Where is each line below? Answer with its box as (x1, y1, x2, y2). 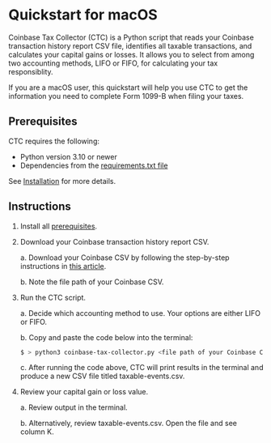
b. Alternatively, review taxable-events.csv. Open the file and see (19, 419, 237, 428)
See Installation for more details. (8, 176, 116, 185)
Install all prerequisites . (19, 221, 98, 231)
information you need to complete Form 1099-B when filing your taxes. (8, 91, 244, 100)
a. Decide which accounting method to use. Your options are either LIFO (19, 308, 261, 317)
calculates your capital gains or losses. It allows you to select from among (8, 49, 255, 59)
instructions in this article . (19, 261, 107, 270)
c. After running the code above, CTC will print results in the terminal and (19, 363, 264, 373)
